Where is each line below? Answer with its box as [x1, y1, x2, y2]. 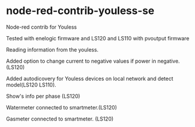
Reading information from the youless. [6, 46, 99, 53]
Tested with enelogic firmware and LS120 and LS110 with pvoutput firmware [6, 35, 190, 42]
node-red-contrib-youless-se [6, 4, 154, 18]
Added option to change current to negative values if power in [6, 57, 157, 64]
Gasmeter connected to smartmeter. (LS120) [6, 115, 114, 122]
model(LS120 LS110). [6, 81, 57, 88]
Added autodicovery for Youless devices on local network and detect [6, 75, 173, 82]
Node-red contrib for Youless [6, 23, 78, 30]
